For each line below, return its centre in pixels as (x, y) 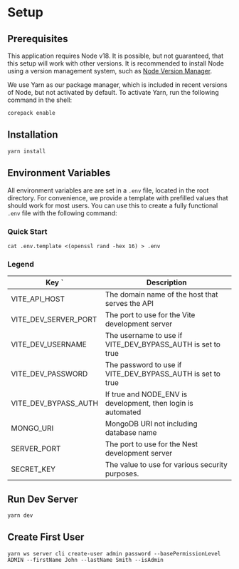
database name (131, 433)
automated (123, 412)
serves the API (129, 304)
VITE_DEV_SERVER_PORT (54, 319)
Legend (21, 264)
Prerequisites (38, 39)
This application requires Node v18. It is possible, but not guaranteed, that (116, 56)
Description (166, 282)
